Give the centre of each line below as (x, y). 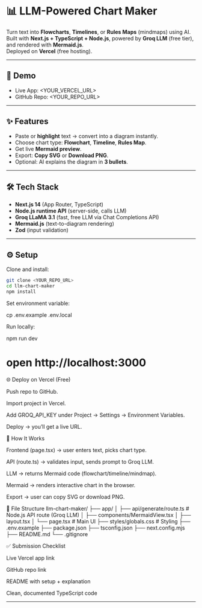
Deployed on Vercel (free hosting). (49, 51)
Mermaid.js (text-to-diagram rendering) (64, 224)
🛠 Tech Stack (32, 187)
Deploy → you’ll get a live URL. (44, 426)
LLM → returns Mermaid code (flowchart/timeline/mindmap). (81, 473)
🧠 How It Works (26, 438)
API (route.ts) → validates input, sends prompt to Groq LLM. (80, 461)
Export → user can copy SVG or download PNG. (66, 497)
